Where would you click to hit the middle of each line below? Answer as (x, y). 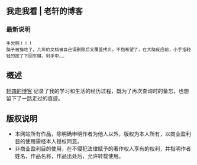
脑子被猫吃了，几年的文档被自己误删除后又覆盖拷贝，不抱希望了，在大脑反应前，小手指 (96, 50)
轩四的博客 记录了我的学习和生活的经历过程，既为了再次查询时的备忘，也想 (98, 90)
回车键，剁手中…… (46, 56)
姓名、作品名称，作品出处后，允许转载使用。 (69, 156)
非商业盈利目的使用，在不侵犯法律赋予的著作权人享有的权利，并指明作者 (103, 149)
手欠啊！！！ (20, 43)
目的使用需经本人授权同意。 (49, 141)
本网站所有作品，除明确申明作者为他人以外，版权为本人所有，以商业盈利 (103, 134)
